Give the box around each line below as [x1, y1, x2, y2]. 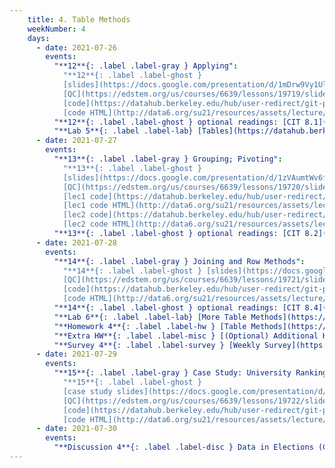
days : [27, 33, 51, 43]
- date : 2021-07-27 [35, 136, 117, 146]
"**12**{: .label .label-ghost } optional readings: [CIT [53, 117, 301, 127]
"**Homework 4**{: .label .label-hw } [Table [53, 321, 247, 331]
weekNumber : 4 [27, 24, 86, 34]
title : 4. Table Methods [27, 14, 131, 25]
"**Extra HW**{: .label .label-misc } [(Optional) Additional [53, 331, 319, 341]
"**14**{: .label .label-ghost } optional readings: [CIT [53, 303, 301, 313]
